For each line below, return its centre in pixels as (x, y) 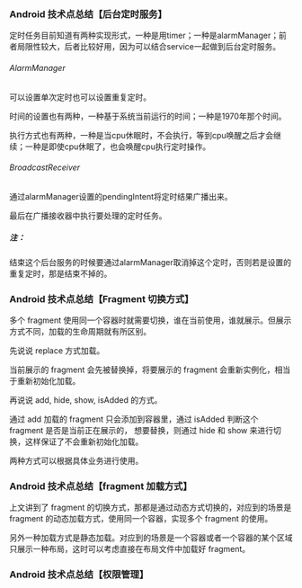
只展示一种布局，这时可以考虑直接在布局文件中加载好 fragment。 (130, 549)
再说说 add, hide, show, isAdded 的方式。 (86, 400)
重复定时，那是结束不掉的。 (61, 273)
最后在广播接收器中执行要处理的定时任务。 (88, 215)
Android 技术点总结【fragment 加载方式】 (101, 486)
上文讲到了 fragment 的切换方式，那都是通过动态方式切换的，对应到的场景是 (151, 508)
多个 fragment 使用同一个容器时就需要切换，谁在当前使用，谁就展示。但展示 (151, 320)
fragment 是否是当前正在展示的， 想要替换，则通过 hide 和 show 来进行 (142, 430)
